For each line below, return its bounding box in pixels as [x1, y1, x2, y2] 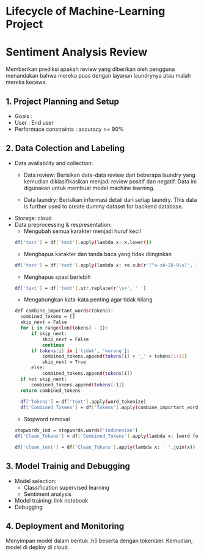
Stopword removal [23, 416, 70, 423]
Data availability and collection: [14, 159, 93, 166]
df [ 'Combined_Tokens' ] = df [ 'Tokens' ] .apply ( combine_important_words [20, 405, 201, 411]
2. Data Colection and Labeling [5, 143, 125, 153]
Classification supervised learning [23, 484, 110, 491]
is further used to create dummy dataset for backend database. [23, 202, 184, 210]
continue [42, 342, 65, 348]
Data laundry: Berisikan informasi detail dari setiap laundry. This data [23, 196, 197, 203]
